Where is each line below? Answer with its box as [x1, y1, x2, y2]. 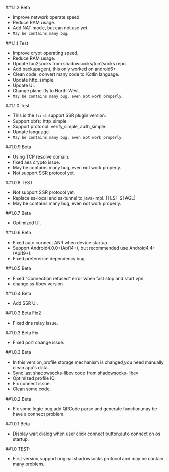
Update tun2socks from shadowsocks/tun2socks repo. [12, 61, 128, 66]
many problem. [12, 461, 45, 467]
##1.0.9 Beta [5, 144, 31, 150]
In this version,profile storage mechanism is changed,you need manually [12, 359, 164, 365]
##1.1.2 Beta [5, 5, 30, 10]
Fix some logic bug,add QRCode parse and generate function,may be [12, 406, 157, 412]
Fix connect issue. [12, 381, 51, 386]
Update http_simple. [12, 77, 55, 83]
